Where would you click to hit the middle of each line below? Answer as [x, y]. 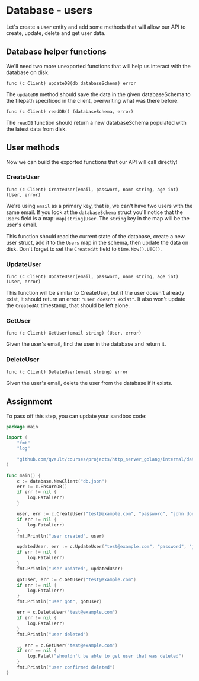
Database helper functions [56, 52]
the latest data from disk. [36, 129]
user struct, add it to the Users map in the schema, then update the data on [97, 242]
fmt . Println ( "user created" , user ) [61, 536]
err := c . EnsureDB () [42, 487]
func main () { [24, 475]
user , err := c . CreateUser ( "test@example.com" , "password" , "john [100, 514]
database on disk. [28, 72]
